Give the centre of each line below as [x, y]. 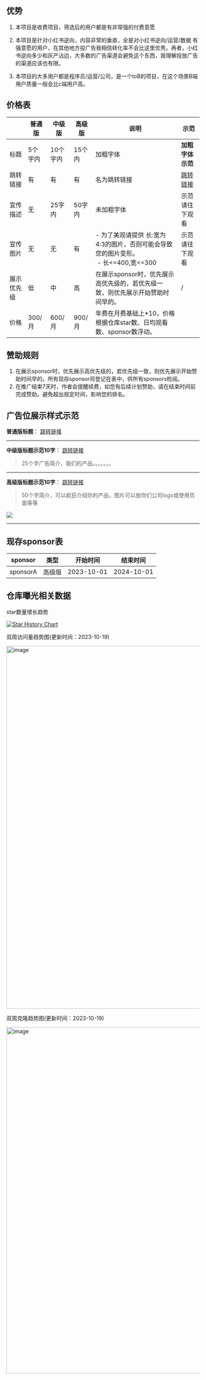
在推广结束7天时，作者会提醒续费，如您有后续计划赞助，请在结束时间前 [105, 386]
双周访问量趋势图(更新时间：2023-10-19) [58, 637]
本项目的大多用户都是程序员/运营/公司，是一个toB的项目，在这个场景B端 [106, 76]
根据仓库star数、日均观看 [132, 323]
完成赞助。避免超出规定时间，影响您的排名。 [72, 394]
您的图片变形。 [117, 253]
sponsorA [23, 572]
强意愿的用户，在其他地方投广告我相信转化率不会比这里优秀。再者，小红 [106, 47]
